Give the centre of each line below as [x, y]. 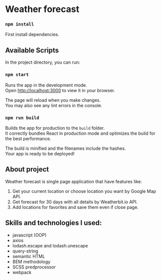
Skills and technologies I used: [54, 223]
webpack [22, 272]
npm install [20, 24]
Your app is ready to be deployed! [40, 153]
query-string [25, 251]
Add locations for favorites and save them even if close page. [75, 207]
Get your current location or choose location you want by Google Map [84, 191]
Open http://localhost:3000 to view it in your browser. [60, 90]
